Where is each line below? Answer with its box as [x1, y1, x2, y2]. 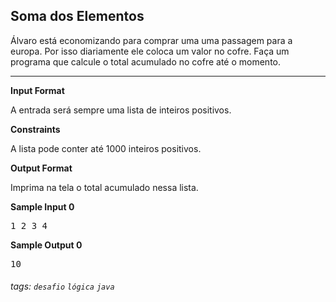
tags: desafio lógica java [10, 280, 115, 293]
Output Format [10, 162, 73, 174]
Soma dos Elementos [10, 8, 145, 25]
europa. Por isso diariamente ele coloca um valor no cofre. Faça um [10, 45, 290, 57]
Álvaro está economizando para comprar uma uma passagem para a [10, 34, 293, 46]
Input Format [10, 84, 65, 96]
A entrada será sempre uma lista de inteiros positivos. [10, 104, 232, 116]
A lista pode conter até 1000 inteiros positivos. [10, 142, 202, 154]
